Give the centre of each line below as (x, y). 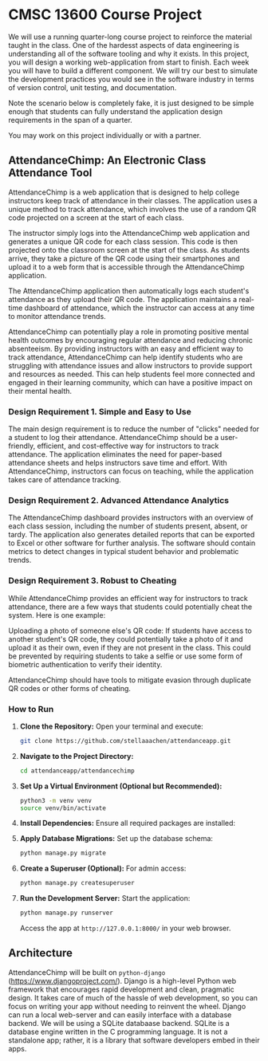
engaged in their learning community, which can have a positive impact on (130, 382)
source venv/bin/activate (63, 808)
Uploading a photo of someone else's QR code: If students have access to (130, 631)
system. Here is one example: (57, 615)
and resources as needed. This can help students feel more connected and (132, 374)
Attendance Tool (50, 173)
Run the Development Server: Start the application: (105, 898)
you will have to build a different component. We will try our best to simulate (133, 70)
